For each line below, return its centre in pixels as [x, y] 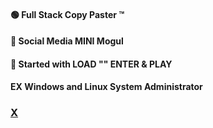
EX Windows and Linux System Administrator [106, 87]
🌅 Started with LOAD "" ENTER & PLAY [91, 64]
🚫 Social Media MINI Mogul [67, 41]
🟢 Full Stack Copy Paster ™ [67, 14]
